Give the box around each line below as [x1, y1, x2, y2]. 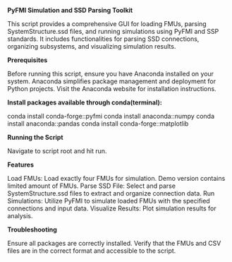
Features [7, 160, 34, 169]
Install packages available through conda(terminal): [7, 98, 162, 107]
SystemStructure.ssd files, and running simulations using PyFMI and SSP [7, 28, 219, 35]
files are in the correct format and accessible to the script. [7, 246, 176, 255]
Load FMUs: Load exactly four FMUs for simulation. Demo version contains [7, 174, 226, 182]
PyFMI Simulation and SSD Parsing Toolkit [7, 6, 133, 14]
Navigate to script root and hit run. [7, 147, 107, 155]
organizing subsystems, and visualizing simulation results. [7, 42, 176, 50]
